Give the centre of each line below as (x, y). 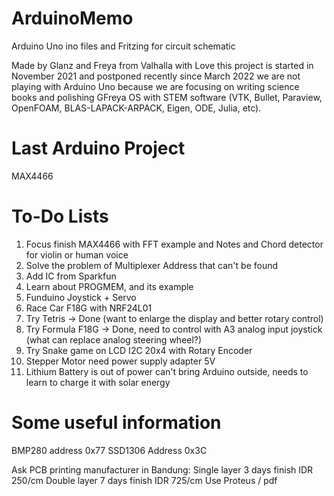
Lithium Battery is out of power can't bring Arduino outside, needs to (167, 371)
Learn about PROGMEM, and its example (109, 286)
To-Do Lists (60, 216)
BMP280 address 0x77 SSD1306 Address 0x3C (109, 450)
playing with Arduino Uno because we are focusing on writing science (155, 86)
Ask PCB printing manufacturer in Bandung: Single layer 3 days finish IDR (162, 469)
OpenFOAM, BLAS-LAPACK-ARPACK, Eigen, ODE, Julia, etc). (136, 108)
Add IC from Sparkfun (71, 276)
